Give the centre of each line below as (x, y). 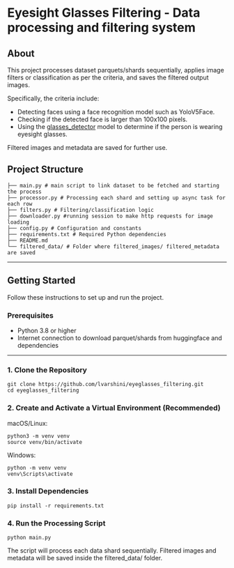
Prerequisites (30, 315)
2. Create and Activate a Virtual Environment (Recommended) (114, 408)
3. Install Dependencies (48, 491)
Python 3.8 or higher (47, 330)
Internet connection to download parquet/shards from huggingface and (120, 338)
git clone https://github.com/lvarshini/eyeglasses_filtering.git (106, 385)
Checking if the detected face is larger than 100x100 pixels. (102, 119)
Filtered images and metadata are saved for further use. (87, 147)
